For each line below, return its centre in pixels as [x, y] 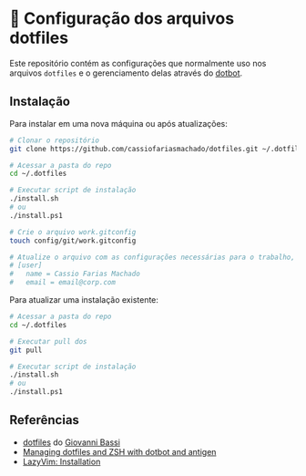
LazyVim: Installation [61, 461]
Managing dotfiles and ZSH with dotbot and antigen [119, 451]
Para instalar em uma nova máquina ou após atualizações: [118, 123]
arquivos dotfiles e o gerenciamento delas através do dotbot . [126, 73]
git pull [26, 350]
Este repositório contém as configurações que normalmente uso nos [138, 63]
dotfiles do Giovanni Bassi [71, 442]
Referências [45, 420]
